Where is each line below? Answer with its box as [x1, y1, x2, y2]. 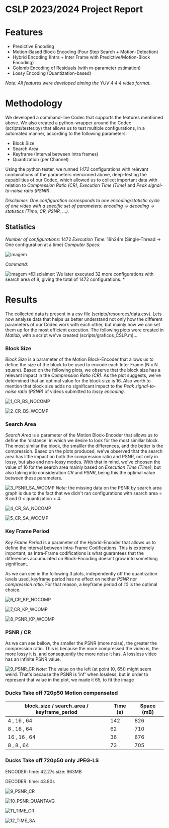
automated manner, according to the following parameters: [5, 130, 127, 137]
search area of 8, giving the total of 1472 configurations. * [5, 276, 125, 282]
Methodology [5, 98, 63, 109]
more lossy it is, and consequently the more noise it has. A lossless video [5, 651, 157, 657]
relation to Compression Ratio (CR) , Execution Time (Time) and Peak [5, 182, 147, 188]
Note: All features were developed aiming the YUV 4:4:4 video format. [5, 80, 151, 86]
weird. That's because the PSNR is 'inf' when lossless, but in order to [5, 671, 148, 677]
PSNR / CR [5, 628, 31, 636]
